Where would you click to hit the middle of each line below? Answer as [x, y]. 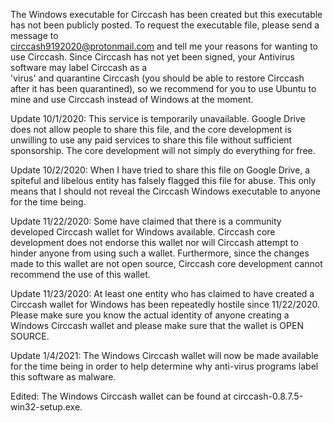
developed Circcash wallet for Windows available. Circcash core [143, 232]
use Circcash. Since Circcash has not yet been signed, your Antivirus [152, 57]
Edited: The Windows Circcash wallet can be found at [121, 396]
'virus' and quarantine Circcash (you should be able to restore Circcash [157, 78]
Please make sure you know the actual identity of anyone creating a [150, 315]
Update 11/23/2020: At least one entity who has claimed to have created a [162, 293]
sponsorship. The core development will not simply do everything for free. [163, 150]
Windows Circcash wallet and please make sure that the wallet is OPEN [157, 325]
